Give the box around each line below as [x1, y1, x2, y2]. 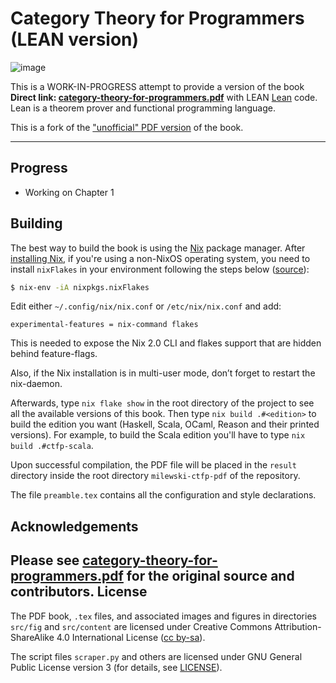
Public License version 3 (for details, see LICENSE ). [10, 661, 223, 673]
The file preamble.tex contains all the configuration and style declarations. [10, 489, 317, 501]
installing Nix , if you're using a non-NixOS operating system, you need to [10, 252, 311, 264]
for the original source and [126, 568, 295, 585]
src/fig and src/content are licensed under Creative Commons [10, 620, 273, 632]
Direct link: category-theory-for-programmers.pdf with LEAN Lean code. [10, 91, 318, 103]
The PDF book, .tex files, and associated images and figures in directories [10, 610, 317, 622]
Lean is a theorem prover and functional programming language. [10, 102, 276, 114]
